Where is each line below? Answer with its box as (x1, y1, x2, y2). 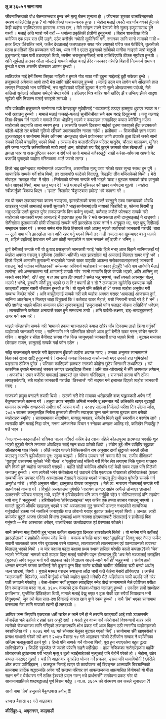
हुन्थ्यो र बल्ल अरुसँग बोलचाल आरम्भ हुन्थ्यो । (5, 64, 76, 69)
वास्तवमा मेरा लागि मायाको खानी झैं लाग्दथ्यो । (5, 602, 77, 607)
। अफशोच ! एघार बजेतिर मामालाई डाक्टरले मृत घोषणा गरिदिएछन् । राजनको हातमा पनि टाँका (5, 372, 149, 378)
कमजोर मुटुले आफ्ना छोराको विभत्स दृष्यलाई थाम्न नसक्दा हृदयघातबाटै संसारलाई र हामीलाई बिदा (5, 514, 152, 520)
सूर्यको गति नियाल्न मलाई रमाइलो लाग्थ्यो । (5, 96, 72, 101)
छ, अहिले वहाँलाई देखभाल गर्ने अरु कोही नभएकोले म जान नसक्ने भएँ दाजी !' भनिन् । (5, 237, 135, 242)
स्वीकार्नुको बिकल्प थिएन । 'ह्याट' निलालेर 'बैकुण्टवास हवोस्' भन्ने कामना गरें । (5, 188, 125, 194)
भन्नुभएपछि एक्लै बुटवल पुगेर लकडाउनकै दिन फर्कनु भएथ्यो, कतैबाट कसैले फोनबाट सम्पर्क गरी (5, 209, 148, 214)
